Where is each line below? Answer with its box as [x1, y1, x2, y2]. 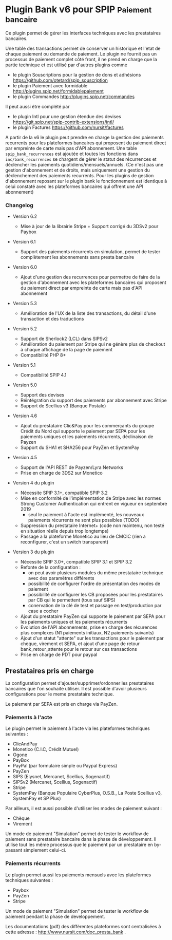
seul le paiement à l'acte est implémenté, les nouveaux [28, 512, 144, 518]
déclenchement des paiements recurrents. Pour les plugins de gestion [5, 172, 154, 178]
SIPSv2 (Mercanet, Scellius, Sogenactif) [12, 779, 98, 785]
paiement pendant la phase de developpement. [5, 913, 105, 919]
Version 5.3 [12, 300, 37, 307]
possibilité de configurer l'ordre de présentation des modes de [28, 580, 161, 587]
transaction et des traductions [20, 316, 84, 322]
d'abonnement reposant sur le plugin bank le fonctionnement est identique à [5, 178, 167, 184]
